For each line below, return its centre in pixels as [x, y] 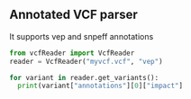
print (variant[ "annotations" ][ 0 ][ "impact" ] [100, 86]
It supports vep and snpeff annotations [82, 36]
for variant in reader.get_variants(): [84, 77]
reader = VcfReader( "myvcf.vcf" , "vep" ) [86, 61]
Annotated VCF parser [73, 15]
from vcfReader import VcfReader [72, 53]
